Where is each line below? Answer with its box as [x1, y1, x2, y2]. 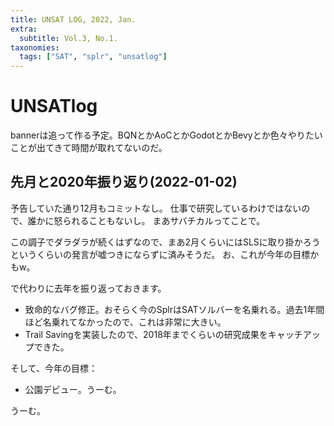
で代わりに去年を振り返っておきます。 [10, 282, 167, 294]
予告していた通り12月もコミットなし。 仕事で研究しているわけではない [10, 202, 302, 214]
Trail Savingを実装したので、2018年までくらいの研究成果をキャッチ [24, 328, 303, 340]
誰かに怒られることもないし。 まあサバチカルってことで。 [27, 214, 266, 226]
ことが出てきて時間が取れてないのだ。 [10, 142, 168, 154]
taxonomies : [10, 42, 60, 53]
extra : [10, 24, 38, 34]
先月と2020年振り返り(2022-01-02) [10, 174, 238, 191]
